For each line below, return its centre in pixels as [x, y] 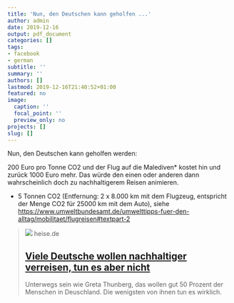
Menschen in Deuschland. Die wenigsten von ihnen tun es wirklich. [123, 292]
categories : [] [30, 41]
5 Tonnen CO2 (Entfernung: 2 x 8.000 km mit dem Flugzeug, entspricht [122, 196]
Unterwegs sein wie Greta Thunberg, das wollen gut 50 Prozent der [124, 284]
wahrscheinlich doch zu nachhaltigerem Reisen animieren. [93, 183]
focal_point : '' [38, 113]
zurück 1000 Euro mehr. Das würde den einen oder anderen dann [103, 175]
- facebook [24, 54]
